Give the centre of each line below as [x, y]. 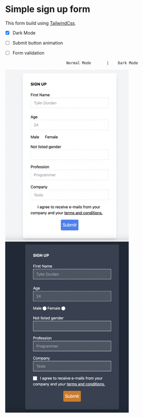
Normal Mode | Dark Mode [102, 63]
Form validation [28, 53]
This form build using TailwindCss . [41, 23]
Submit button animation [38, 43]
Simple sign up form [48, 9]
